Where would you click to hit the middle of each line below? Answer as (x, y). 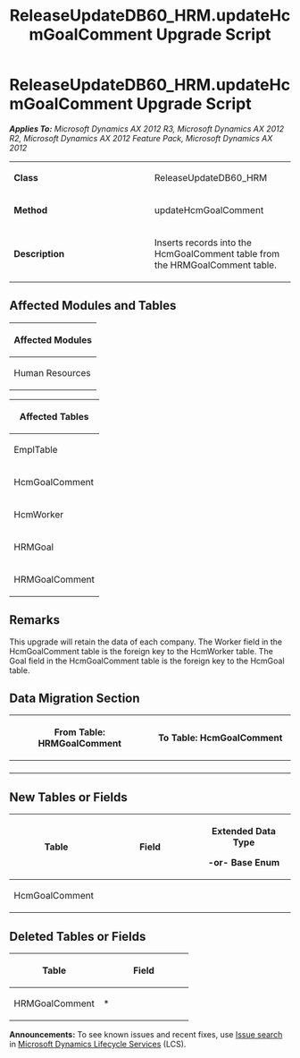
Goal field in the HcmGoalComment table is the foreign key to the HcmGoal (147, 661)
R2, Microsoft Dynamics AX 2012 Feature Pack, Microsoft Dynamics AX (141, 138)
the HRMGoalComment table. (216, 265)
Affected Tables (54, 416)
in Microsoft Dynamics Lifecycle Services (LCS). (98, 1044)
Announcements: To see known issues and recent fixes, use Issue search (146, 1034)
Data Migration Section (75, 698)
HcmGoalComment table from (217, 253)
